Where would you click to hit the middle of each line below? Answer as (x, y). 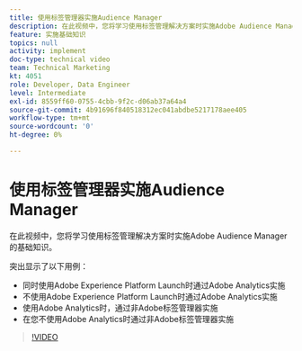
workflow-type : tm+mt (50, 118)
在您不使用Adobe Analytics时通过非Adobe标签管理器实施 (128, 319)
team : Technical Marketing (60, 68)
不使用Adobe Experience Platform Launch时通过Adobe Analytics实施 (150, 296)
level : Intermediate (48, 93)
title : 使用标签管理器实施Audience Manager (86, 18)
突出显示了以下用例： (49, 265)
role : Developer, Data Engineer (70, 85)
